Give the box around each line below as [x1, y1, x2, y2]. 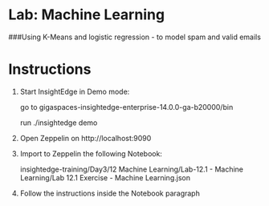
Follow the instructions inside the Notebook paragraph [19, 188, 201, 198]
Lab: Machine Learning [8, 6, 165, 24]
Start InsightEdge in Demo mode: [19, 87, 130, 96]
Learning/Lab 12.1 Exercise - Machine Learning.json [19, 172, 191, 182]
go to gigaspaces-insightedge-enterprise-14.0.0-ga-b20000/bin [19, 102, 234, 111]
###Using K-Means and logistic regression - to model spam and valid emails [8, 32, 261, 42]
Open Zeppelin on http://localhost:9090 [19, 133, 152, 143]
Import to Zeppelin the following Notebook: [19, 148, 163, 158]
